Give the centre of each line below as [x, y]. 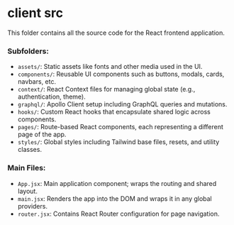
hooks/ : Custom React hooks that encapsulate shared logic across [114, 112]
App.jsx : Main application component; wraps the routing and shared [117, 183]
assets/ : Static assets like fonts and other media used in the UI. [110, 67]
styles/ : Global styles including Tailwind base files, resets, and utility [118, 142]
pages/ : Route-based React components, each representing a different [120, 127]
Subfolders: [28, 51]
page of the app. [42, 135]
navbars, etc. [37, 82]
